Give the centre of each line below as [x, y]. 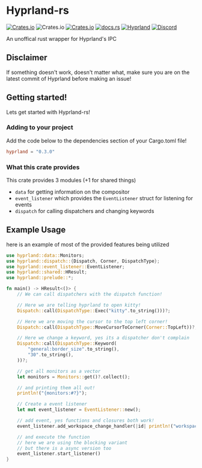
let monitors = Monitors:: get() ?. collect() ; [74, 377]
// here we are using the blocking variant [72, 443]
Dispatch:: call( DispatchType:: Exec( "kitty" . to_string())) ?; [94, 310]
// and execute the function [54, 437]
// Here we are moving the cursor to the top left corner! [93, 322]
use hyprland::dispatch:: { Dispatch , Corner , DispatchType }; [83, 261]
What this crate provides [43, 167]
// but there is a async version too [64, 448]
